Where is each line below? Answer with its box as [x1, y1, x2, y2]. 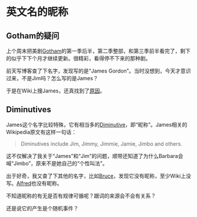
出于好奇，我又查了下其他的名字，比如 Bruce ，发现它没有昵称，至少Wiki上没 [6, 172, 192, 179]
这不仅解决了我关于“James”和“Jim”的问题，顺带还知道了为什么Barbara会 [6, 152, 183, 159]
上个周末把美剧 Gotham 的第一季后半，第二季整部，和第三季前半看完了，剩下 [6, 48, 191, 54]
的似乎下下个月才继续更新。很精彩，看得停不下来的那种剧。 [6, 55, 151, 62]
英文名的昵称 [6, 5, 69, 19]
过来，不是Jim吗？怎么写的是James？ [6, 75, 98, 81]
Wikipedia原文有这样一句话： [6, 128, 77, 136]
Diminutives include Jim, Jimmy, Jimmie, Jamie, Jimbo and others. [20, 140, 183, 147]
